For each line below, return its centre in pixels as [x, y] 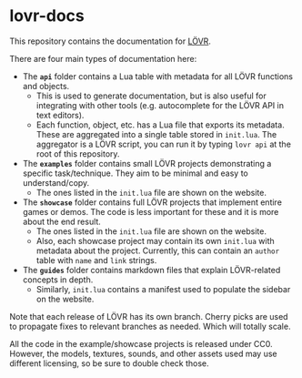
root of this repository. [78, 153]
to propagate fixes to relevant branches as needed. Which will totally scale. [150, 326]
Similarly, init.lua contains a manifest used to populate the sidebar [163, 289]
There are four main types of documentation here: [103, 58]
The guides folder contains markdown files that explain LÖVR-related [151, 270]
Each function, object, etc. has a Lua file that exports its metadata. [160, 125]
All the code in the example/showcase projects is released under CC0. [141, 343]
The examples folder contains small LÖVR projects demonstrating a [147, 163]
